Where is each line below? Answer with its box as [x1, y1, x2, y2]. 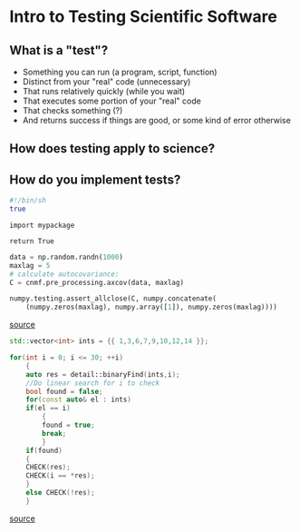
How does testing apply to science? [9, 141, 216, 156]
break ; [42, 429, 67, 438]
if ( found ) [25, 446, 63, 455]
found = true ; [42, 420, 95, 430]
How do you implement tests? [9, 172, 181, 187]
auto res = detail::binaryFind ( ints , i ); [25, 369, 180, 379]
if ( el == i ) [25, 404, 71, 413]
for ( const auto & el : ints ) [25, 395, 131, 405]
